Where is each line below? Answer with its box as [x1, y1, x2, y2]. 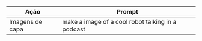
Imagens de [9, 18, 43, 26]
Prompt [116, 8, 138, 15]
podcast [62, 25, 85, 33]
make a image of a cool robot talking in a [62, 18, 177, 26]
